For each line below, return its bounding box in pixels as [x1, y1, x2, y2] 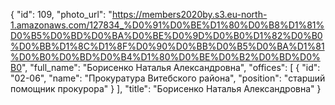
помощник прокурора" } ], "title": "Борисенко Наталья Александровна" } [10, 83, 322, 94]
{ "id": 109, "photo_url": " [10, 9, 113, 20]
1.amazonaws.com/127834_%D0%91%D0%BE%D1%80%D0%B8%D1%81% [10, 19, 325, 31]
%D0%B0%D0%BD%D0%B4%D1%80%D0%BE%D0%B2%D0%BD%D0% [10, 51, 321, 63]
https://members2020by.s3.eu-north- [111, 9, 268, 20]
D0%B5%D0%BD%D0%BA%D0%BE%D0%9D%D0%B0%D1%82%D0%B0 [10, 30, 323, 41]
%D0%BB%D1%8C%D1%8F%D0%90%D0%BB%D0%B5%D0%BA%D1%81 [10, 40, 325, 52]
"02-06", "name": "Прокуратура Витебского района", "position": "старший [10, 72, 326, 84]
